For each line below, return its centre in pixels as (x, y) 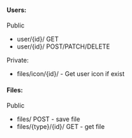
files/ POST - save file (48, 119)
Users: (16, 10)
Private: (18, 61)
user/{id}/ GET (38, 39)
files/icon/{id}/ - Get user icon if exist (71, 74)
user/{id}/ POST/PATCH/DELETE (63, 46)
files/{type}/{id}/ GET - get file (61, 127)
